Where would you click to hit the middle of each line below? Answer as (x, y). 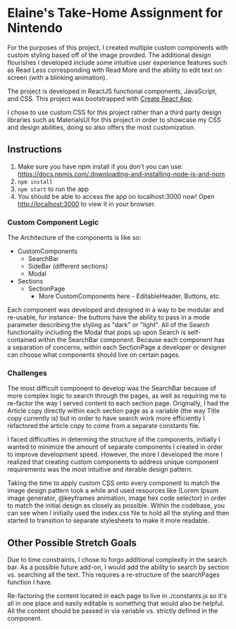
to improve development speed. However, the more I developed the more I (115, 454)
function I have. (30, 582)
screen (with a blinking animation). (57, 77)
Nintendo (35, 28)
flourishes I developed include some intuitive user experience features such (117, 62)
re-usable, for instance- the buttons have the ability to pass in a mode (108, 317)
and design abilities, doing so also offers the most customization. (101, 127)
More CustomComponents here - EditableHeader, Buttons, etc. (130, 296)
